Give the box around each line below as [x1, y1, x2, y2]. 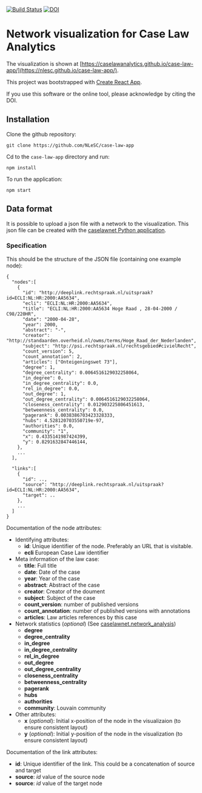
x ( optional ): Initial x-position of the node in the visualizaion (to [24, 717, 181, 724]
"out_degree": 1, [22, 390, 67, 397]
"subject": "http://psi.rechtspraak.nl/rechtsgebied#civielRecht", [22, 343, 197, 349]
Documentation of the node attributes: [6, 524, 102, 531]
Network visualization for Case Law [6, 27, 190, 41]
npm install [6, 164, 36, 171]
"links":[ [12, 465, 36, 471]
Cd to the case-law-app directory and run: [6, 153, 110, 160]
